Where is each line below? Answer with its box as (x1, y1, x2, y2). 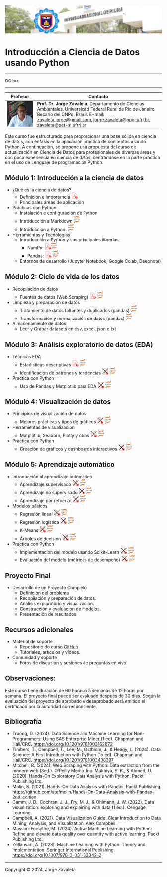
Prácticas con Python (12, 205, 57, 211)
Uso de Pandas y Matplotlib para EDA (19, 383, 97, 389)
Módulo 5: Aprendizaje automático (5, 460, 115, 469)
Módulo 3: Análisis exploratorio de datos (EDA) (5, 340, 153, 349)
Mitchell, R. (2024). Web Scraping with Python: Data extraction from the (12, 762, 160, 768)
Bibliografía (5, 718, 42, 726)
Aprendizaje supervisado (19, 481, 71, 487)
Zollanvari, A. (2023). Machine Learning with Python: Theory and (12, 842, 146, 848)
